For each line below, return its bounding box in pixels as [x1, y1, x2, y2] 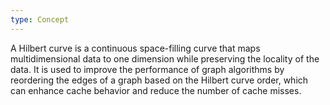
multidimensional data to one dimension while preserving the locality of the [10, 52, 320, 65]
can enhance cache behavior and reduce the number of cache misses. [10, 84, 302, 96]
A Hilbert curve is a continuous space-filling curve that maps [10, 42, 261, 54]
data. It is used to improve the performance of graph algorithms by [10, 63, 285, 75]
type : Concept [10, 14, 70, 25]
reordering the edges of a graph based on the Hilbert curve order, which [10, 74, 309, 86]
